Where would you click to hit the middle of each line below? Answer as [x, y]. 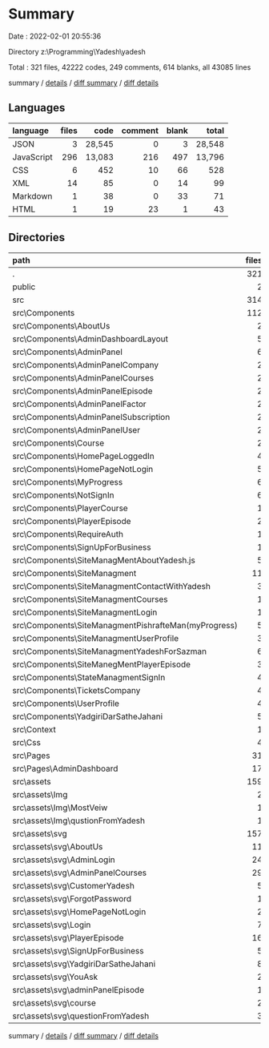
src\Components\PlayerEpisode [72, 521]
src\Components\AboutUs [61, 325]
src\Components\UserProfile [66, 703]
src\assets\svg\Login [52, 925]
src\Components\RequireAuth [68, 534]
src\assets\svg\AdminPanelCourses [80, 873]
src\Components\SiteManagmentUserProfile [96, 638]
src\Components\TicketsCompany [76, 690]
